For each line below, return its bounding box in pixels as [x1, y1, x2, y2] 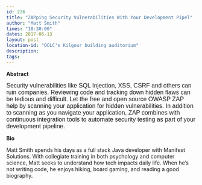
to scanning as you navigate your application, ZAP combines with [6, 109, 180, 116]
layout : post [6, 37, 39, 43]
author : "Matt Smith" [6, 20, 61, 26]
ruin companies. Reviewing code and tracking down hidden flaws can [6, 89, 191, 96]
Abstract [6, 70, 29, 77]
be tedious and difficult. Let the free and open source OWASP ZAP [6, 95, 184, 102]
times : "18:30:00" [6, 25, 52, 32]
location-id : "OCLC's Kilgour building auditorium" [6, 43, 139, 49]
